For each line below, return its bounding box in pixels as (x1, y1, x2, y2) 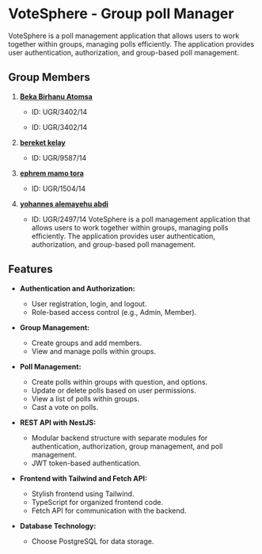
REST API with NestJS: (19, 417, 97, 427)
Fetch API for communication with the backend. (31, 506, 187, 515)
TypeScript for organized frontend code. (31, 497, 164, 507)
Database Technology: (19, 521, 97, 530)
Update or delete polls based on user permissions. (31, 385, 196, 395)
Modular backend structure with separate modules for (31, 433, 208, 442)
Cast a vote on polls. (31, 402, 99, 412)
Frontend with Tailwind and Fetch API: (19, 473, 148, 483)
